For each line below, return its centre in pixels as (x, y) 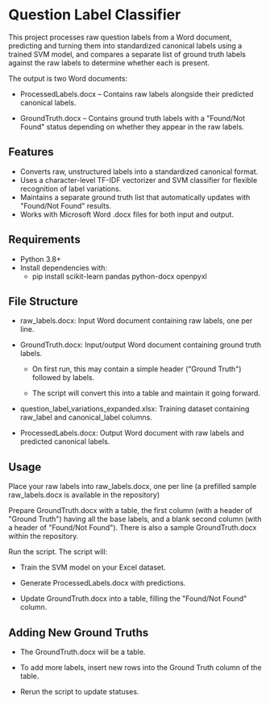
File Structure (43, 301)
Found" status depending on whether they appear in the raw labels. (132, 126)
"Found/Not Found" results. (66, 205)
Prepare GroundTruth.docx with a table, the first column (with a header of (130, 511)
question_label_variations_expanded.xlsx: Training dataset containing (135, 409)
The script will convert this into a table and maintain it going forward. (146, 393)
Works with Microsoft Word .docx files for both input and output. (127, 214)
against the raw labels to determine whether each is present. (109, 63)
